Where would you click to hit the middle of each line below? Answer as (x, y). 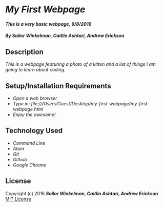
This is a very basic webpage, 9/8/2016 (48, 24)
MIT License (18, 199)
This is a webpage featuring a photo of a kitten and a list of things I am (81, 64)
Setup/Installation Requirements (58, 86)
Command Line (29, 143)
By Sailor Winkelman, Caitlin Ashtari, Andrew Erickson (65, 36)
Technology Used (34, 131)
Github (20, 159)
